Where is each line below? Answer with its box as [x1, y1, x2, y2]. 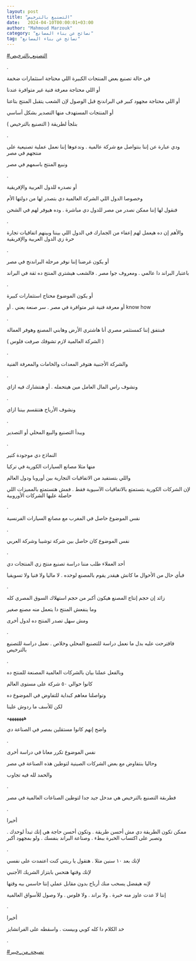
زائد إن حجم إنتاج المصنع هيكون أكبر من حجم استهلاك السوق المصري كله [6, 594, 165, 601]
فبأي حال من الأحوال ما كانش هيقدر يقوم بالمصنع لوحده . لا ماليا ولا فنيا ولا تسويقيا [6, 572, 185, 579]
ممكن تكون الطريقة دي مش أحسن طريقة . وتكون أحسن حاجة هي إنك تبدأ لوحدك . [6, 828, 187, 835]
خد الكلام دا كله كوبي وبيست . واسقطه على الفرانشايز [6, 926, 125, 932]
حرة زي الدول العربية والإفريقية [6, 236, 75, 242]
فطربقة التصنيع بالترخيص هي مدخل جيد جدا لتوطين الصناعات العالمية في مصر [6, 794, 177, 801]
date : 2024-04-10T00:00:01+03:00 [6, 19, 94, 25]
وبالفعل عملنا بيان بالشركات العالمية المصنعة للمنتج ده [6, 669, 124, 676]
